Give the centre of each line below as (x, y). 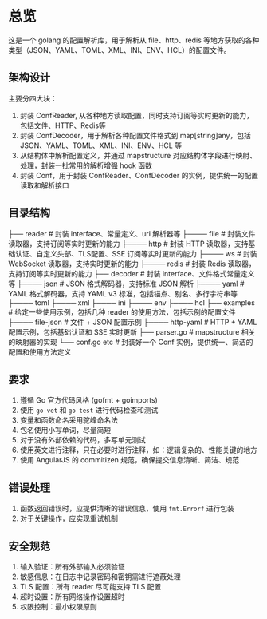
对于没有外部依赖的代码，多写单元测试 (82, 440)
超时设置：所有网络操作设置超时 (72, 597)
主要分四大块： (33, 98)
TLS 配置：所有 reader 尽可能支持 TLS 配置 (90, 587)
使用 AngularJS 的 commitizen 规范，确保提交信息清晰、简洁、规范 (130, 460)
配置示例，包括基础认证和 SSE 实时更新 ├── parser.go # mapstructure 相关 (132, 331)
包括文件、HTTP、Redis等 (63, 125)
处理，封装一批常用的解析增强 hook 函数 (86, 165)
